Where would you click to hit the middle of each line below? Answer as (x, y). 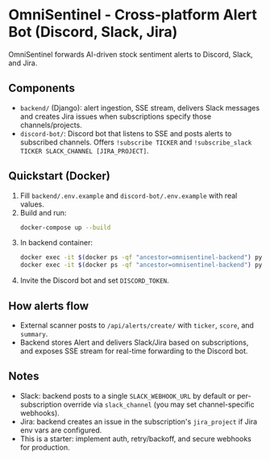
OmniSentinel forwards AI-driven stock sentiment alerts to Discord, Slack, (131, 54)
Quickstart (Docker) (59, 176)
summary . (34, 334)
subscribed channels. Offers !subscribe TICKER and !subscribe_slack (136, 142)
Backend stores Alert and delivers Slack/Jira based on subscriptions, (134, 342)
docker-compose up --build (65, 228)
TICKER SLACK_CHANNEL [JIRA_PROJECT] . (84, 150)
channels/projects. (51, 125)
